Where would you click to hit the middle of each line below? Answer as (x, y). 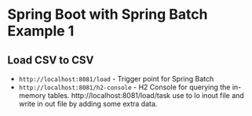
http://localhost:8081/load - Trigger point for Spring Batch (116, 79)
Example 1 (41, 31)
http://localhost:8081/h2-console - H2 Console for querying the (124, 87)
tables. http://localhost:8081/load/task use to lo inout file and (146, 95)
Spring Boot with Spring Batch (108, 14)
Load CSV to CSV (51, 60)
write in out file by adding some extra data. (88, 104)
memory (32, 95)
